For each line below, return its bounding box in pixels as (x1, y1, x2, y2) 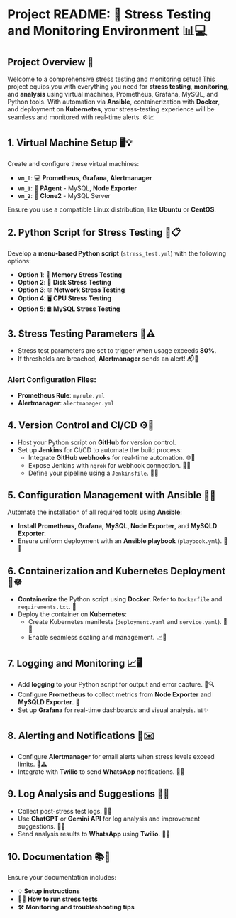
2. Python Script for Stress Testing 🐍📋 (7, 226, 181, 239)
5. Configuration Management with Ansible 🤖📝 (7, 489, 216, 501)
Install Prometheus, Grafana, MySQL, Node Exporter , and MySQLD (17, 522, 218, 530)
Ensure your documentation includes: (7, 873, 117, 882)
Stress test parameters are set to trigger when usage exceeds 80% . (17, 346, 217, 355)
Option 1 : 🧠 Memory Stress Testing (17, 270, 123, 279)
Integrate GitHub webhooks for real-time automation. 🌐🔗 (28, 453, 196, 461)
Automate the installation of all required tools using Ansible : (7, 508, 183, 517)
